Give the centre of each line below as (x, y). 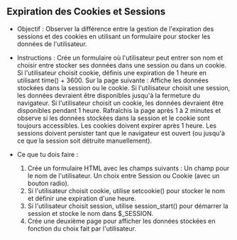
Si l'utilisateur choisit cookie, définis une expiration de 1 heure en (112, 72)
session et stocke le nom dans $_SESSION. (90, 213)
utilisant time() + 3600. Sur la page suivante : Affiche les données (112, 80)
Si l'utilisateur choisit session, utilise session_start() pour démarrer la (128, 206)
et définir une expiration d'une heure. (82, 198)
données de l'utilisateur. (52, 44)
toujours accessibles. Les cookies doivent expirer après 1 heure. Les (117, 125)
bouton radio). (48, 183)
